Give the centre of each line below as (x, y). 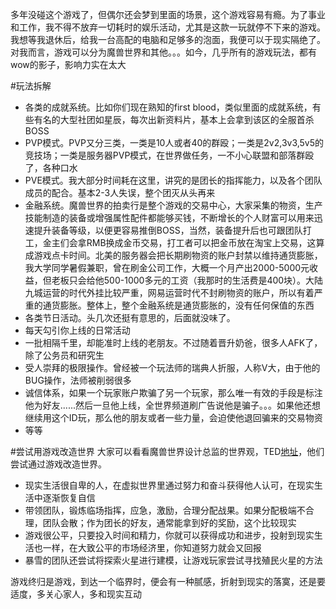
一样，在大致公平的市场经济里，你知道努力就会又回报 (152, 547)
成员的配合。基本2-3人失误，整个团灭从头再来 (120, 192)
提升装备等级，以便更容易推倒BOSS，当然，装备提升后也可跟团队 (168, 230)
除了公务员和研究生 (64, 355)
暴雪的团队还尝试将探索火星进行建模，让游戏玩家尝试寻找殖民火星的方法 (173, 560)
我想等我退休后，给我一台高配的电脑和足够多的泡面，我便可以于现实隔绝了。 (168, 39)
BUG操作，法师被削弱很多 (78, 380)
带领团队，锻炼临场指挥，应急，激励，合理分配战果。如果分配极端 (160, 510)
